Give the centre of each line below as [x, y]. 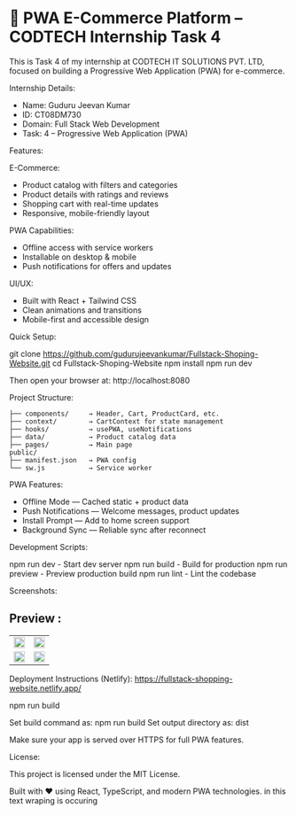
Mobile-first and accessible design [85, 319]
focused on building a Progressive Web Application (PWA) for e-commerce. [147, 71]
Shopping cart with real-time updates [90, 204]
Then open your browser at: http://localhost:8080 [100, 380]
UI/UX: [21, 283]
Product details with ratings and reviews [95, 194]
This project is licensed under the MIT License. [95, 773]
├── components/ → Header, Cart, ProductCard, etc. [114, 414]
